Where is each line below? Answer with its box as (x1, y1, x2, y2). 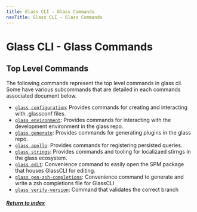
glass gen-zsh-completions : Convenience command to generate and (14, 173, 184, 180)
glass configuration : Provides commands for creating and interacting (14, 104, 188, 111)
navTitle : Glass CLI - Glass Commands (6, 14, 103, 20)
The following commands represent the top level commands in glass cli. (6, 79, 183, 86)
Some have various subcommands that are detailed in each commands (6, 86, 181, 93)
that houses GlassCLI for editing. (14, 167, 96, 174)
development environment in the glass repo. (14, 123, 124, 130)
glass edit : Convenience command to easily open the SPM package (14, 160, 184, 167)
